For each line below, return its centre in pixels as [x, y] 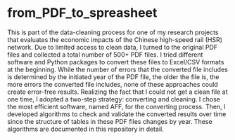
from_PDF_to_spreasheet [82, 13]
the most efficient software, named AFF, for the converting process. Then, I [116, 106]
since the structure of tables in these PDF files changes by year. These [110, 121]
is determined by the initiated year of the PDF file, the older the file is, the [113, 77]
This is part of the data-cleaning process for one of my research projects [113, 32]
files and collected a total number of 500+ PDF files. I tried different [105, 55]
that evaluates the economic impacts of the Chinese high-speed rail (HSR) [115, 39]
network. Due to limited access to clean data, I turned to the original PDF [113, 47]
